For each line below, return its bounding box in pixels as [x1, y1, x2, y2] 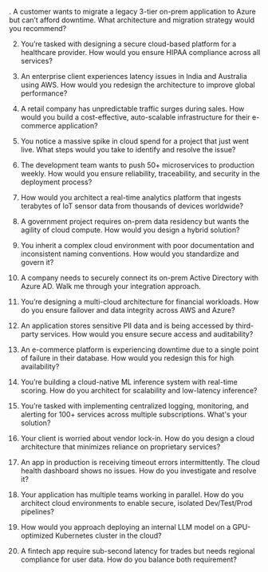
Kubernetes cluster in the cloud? [55, 531, 162, 540]
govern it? [20, 258, 54, 266]
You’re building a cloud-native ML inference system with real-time [20, 377, 238, 386]
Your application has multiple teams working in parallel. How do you [20, 490, 244, 499]
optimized [20, 531, 54, 540]
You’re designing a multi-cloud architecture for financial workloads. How [20, 297, 259, 306]
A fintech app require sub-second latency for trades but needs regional [20, 546, 255, 555]
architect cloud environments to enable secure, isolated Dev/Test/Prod [20, 499, 253, 507]
